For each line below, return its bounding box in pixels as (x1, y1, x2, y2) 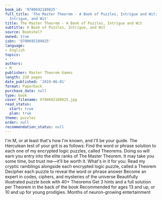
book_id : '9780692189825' (5, 7, 57, 12)
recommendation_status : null (5, 124, 64, 129)
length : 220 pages (5, 75, 42, 80)
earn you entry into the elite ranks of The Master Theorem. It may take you (5, 153, 155, 159)
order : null (5, 120, 29, 125)
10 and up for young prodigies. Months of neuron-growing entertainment (5, 189, 151, 195)
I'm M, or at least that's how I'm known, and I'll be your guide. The (5, 138, 138, 144)
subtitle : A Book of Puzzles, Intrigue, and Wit (5, 25, 106, 30)
